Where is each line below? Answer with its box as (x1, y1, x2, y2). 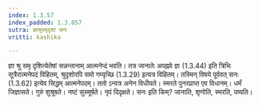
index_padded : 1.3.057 (8, 19, 82, 26)
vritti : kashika (8, 33, 61, 41)
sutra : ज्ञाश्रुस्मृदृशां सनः (8, 26, 68, 33)
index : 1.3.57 (8, 11, 55, 19)
